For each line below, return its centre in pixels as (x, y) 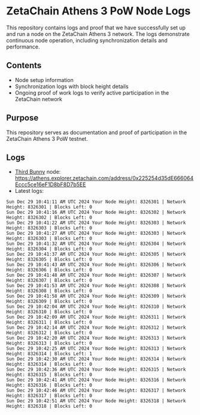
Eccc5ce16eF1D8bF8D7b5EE (50, 184)
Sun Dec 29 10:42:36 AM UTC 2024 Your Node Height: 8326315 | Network (96, 369)
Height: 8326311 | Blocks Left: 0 (49, 322)
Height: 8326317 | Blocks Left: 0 (49, 396)
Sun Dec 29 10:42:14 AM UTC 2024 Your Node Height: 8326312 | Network (96, 328)
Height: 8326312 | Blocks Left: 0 (49, 333)
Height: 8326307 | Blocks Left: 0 (49, 281)
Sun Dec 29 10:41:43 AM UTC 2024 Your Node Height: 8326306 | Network (96, 265)
